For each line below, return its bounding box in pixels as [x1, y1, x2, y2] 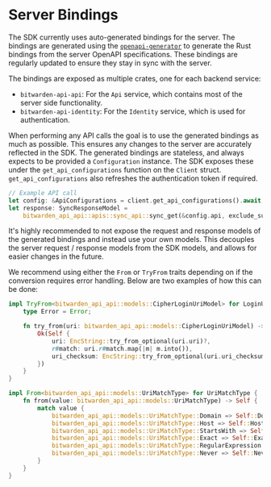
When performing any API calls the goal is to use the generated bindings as [8, 131, 260, 140]
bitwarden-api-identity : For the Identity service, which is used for [19, 106, 246, 116]
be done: [8, 285, 39, 294]
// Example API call [8, 189, 78, 197]
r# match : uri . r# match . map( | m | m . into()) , [51, 344, 194, 352]
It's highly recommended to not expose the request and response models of [8, 226, 261, 235]
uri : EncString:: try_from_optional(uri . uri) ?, [51, 337, 211, 345]
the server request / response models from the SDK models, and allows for [8, 243, 257, 253]
